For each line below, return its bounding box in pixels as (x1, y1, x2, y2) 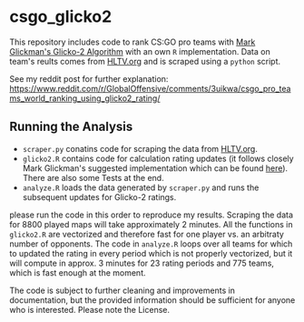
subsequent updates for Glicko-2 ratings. (22, 191, 177, 202)
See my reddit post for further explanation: (9, 73, 169, 84)
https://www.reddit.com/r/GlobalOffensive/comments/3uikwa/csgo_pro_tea (9, 83, 291, 94)
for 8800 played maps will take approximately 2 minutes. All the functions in (9, 218, 293, 229)
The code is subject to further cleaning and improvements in (9, 285, 236, 296)
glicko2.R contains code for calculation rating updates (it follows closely (22, 153, 294, 164)
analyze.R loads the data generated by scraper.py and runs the (22, 182, 260, 193)
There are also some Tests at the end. (22, 172, 165, 183)
